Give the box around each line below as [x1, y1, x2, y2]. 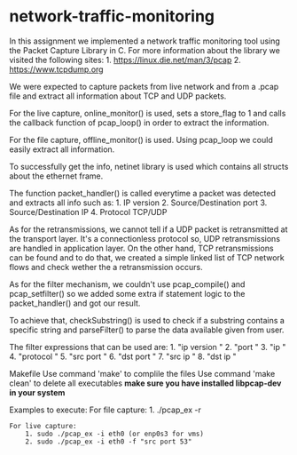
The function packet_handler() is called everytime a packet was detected [9, 188, 277, 198]
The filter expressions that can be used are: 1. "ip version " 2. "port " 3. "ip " [9, 341, 286, 352]
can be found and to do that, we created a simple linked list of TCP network [9, 251, 285, 263]
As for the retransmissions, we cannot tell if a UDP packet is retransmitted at [9, 224, 288, 235]
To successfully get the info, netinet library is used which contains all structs [9, 161, 289, 172]
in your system [9, 387, 66, 397]
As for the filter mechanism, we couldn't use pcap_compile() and [9, 278, 246, 290]
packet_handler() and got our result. [9, 298, 141, 308]
